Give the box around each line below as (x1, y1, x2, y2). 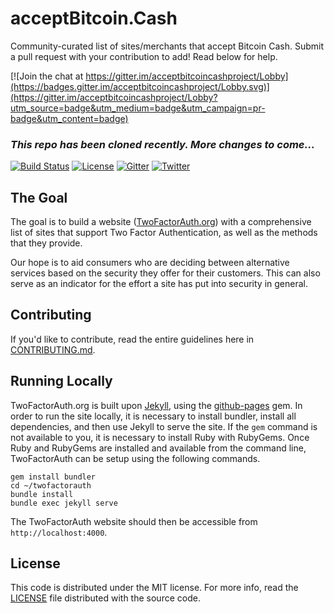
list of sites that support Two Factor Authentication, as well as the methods (10, 227, 318, 239)
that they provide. (10, 237, 83, 249)
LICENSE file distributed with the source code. (10, 592, 201, 604)
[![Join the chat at (10, 70, 84, 82)
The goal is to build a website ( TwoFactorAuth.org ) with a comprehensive (10, 216, 312, 228)
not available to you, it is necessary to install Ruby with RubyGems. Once (10, 431, 310, 443)
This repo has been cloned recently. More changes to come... (10, 137, 315, 151)
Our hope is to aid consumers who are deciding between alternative (10, 257, 290, 269)
